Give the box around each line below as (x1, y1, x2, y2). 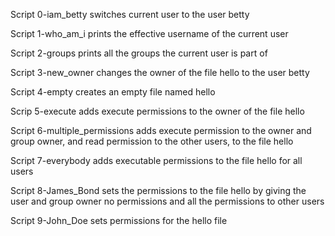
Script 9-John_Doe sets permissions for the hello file (10, 215, 228, 226)
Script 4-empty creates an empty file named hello (10, 86, 216, 98)
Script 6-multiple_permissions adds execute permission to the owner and (10, 125, 312, 136)
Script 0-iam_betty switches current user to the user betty (10, 9, 250, 20)
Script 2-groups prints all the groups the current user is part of (10, 47, 268, 59)
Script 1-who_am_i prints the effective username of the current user (10, 28, 289, 39)
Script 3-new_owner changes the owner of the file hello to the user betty (10, 67, 310, 78)
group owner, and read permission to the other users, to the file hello (10, 135, 294, 147)
